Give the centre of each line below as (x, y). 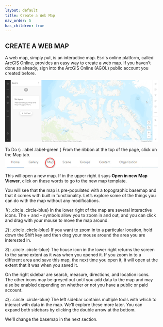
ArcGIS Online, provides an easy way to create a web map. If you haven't (78, 63)
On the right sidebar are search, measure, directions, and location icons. (77, 274)
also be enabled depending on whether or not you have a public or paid (76, 285)
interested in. (18, 240)
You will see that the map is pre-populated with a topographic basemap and (81, 190)
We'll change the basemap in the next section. (51, 319)
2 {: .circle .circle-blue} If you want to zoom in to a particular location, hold (79, 230)
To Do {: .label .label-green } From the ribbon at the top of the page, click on (81, 150)
